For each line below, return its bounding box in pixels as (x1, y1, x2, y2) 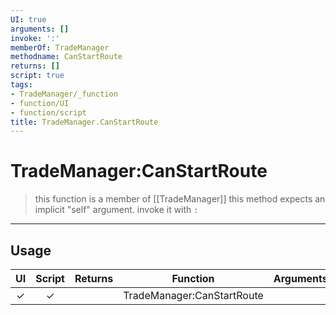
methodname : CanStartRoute (10, 52, 123, 62)
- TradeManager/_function (10, 89, 118, 99)
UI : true (10, 14, 47, 25)
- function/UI (10, 98, 70, 108)
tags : (10, 80, 33, 90)
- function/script (10, 107, 87, 118)
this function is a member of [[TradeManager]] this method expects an (34, 193, 326, 205)
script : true (10, 71, 65, 81)
